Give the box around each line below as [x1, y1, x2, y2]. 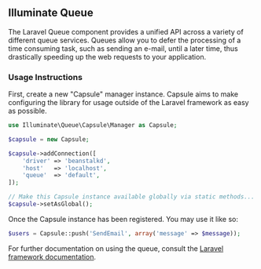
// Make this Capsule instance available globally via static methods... [8, 193, 255, 201]
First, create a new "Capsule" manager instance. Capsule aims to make [8, 89, 238, 99]
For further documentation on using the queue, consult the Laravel [8, 243, 224, 253]
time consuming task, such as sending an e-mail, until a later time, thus [8, 43, 238, 53]
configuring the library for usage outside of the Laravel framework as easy [8, 98, 249, 107]
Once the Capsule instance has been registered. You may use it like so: [8, 214, 238, 224]
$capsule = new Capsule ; [8, 135, 90, 144]
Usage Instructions [8, 71, 83, 82]
